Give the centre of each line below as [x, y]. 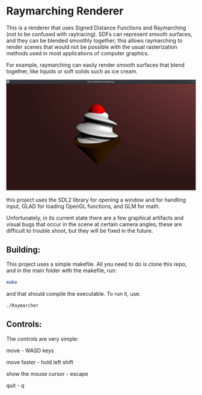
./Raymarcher [23, 305]
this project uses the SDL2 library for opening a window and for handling [96, 200]
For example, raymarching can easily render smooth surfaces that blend [96, 65]
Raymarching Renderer [65, 11]
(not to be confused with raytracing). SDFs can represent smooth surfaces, [99, 34]
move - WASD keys [30, 351]
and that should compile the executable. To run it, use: [74, 293]
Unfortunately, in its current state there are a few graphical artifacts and [95, 218]
